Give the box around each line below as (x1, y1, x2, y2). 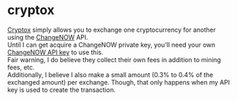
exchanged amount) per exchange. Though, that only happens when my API (7, 78, 231, 86)
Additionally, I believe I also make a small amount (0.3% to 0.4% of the (7, 70, 214, 79)
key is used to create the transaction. (7, 85, 116, 94)
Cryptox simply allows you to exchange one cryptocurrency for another (7, 25, 216, 34)
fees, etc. (7, 63, 35, 71)
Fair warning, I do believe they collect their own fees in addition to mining (7, 55, 221, 64)
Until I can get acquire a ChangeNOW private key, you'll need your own (7, 40, 216, 49)
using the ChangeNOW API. (7, 32, 89, 41)
